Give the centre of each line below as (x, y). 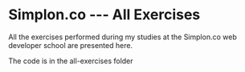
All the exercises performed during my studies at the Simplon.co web (122, 37)
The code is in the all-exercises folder (71, 61)
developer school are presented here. (71, 45)
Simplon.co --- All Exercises (104, 15)
